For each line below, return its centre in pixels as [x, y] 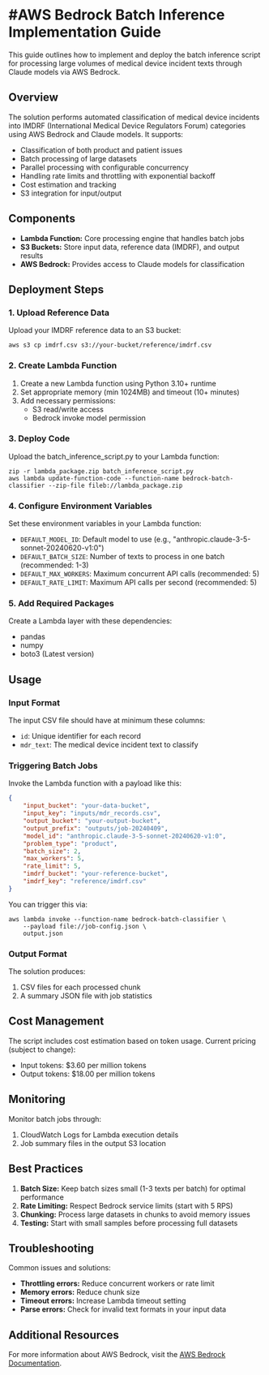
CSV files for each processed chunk [80, 987]
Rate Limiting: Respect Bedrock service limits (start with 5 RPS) [126, 1205]
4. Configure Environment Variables [80, 506]
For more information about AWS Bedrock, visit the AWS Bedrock [117, 1355]
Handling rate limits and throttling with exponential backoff [118, 175]
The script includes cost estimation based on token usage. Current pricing [132, 1041]
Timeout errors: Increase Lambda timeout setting [103, 1301]
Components [42, 219]
